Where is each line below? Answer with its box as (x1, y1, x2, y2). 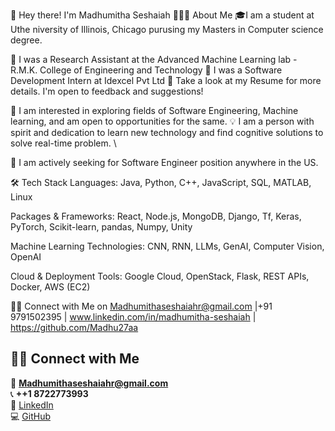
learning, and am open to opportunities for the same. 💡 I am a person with (10, 115, 315, 127)
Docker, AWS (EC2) (10, 281, 91, 293)
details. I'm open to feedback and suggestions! (10, 85, 204, 97)
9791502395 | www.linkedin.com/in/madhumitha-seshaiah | (10, 311, 257, 323)
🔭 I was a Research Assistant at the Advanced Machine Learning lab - (10, 54, 298, 65)
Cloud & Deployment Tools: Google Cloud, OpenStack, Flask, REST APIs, (10, 270, 310, 282)
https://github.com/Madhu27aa (10, 322, 139, 333)
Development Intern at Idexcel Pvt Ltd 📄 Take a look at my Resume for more (10, 75, 322, 86)
